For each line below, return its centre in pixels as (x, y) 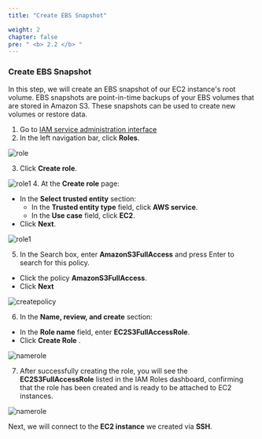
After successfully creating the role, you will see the (104, 371)
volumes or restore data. (48, 114)
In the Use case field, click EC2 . (83, 215)
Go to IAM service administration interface (88, 129)
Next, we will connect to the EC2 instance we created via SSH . (110, 426)
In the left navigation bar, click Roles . (79, 138)
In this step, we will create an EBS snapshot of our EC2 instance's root (122, 89)
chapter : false (33, 37)
